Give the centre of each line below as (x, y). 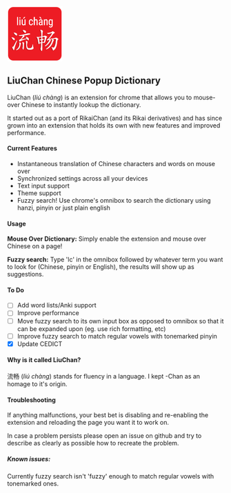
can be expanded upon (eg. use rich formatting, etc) (91, 329)
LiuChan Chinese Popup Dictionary (84, 81)
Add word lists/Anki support (57, 305)
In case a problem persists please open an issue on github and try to (104, 436)
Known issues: (29, 459)
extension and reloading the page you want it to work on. (88, 423)
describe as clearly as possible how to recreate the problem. (93, 443)
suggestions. (26, 274)
